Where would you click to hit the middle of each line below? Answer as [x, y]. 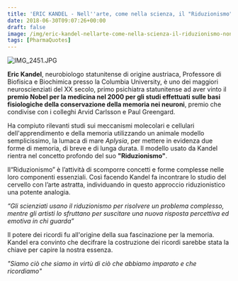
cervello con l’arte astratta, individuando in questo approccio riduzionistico [116, 184]
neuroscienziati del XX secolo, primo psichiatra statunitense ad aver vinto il [117, 89]
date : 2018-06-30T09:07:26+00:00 [57, 21]
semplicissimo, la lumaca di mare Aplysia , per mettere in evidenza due [110, 141]
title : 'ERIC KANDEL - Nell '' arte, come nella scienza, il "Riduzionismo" [120, 14]
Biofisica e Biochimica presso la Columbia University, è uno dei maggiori [113, 82]
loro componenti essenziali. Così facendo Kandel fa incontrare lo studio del [117, 177]
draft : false [27, 27]
